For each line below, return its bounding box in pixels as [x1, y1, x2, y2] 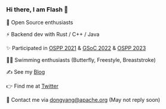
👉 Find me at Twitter [6, 83, 59, 90]
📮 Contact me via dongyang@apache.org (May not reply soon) [6, 96, 161, 104]
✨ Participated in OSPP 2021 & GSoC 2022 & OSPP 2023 [6, 45, 146, 52]
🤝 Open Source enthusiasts [6, 19, 73, 26]
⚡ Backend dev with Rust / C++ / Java [6, 31, 100, 38]
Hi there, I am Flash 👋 [6, 5, 69, 14]
